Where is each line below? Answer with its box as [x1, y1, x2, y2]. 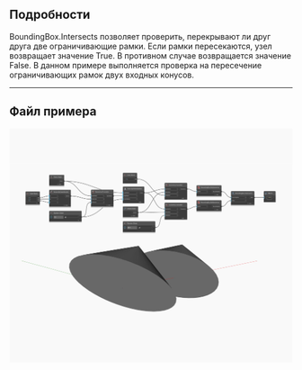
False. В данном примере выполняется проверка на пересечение [9, 59, 262, 70]
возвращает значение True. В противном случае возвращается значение [9, 50, 292, 61]
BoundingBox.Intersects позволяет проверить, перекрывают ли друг [9, 31, 271, 41]
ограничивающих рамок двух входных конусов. [9, 69, 195, 80]
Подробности [9, 7, 91, 23]
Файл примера [9, 104, 97, 120]
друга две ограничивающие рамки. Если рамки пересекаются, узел [9, 41, 272, 51]
